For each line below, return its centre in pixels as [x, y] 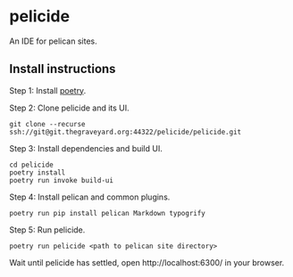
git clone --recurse [48, 124]
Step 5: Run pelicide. [47, 230]
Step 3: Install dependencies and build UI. [86, 148]
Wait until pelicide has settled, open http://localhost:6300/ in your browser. [147, 262]
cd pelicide [31, 165]
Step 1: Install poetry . [48, 90]
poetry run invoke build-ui [62, 180]
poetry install [38, 172]
